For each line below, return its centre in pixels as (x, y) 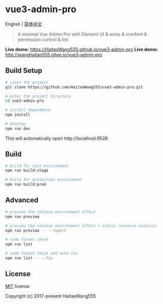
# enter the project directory (38, 96)
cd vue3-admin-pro (24, 101)
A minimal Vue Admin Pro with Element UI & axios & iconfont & (82, 34)
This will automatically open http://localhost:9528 (57, 138)
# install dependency (28, 110)
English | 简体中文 (24, 24)
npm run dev (18, 128)
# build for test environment (37, 166)
